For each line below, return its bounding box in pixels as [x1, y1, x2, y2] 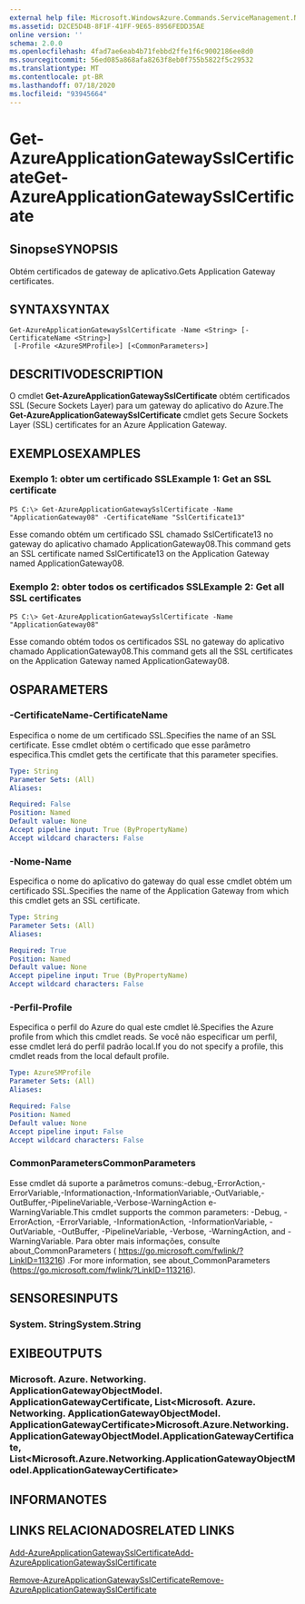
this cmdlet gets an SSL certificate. [9, 896, 141, 906]
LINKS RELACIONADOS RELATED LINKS [9, 1523, 235, 1539]
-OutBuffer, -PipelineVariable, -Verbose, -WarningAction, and [57, 1225, 286, 1236]
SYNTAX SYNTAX [9, 302, 111, 317]
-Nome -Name [9, 855, 73, 867]
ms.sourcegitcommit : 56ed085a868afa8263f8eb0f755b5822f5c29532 [9, 55, 254, 64]
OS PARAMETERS [9, 682, 109, 698]
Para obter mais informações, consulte [75, 1235, 221, 1246]
